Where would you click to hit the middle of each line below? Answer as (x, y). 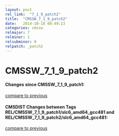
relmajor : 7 (17, 33)
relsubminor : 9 (21, 42)
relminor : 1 (17, 37)
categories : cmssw (24, 28)
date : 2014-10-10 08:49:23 (35, 23)
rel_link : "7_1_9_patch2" (33, 14)
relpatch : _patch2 (24, 46)
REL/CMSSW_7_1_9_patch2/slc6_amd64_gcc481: (57, 117)
